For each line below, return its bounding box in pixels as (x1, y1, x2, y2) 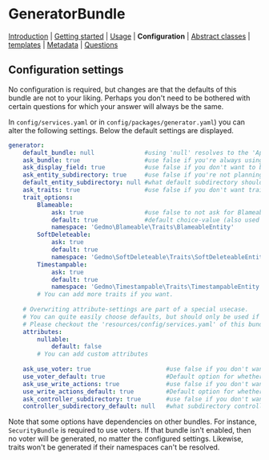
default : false (50, 343, 102, 351)
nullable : (37, 335, 70, 344)
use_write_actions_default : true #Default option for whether (22, 387, 263, 396)
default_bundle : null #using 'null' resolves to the (22, 149, 249, 157)
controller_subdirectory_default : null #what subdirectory (22, 402, 231, 410)
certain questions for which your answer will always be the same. (8, 101, 224, 111)
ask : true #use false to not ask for (50, 208, 235, 217)
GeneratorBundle (8, 5, 126, 23)
